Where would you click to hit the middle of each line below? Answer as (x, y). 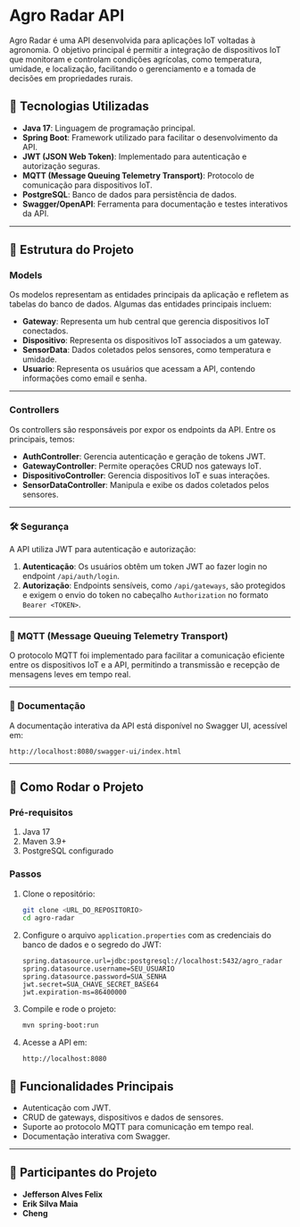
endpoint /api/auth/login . (71, 576)
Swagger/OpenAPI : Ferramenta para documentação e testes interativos (155, 204)
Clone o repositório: (58, 894)
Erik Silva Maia (50, 1204)
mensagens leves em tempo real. (70, 675)
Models (26, 275)
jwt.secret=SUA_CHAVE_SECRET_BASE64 (90, 985)
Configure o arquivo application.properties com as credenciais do (147, 936)
